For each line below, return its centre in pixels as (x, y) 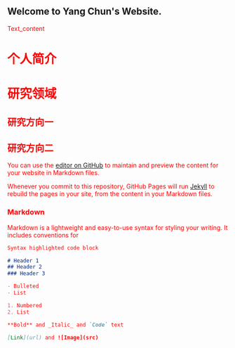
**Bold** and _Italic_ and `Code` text (66, 325)
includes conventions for (43, 235)
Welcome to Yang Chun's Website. (85, 12)
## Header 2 (25, 267)
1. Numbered (25, 305)
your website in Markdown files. (53, 173)
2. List (19, 312)
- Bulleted (23, 286)
